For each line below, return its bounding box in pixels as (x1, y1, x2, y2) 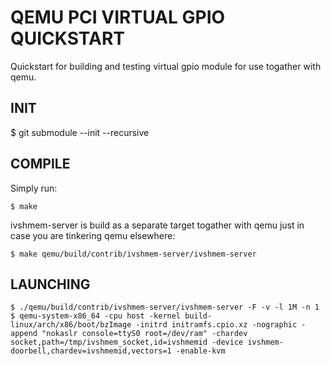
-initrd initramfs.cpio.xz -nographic (135, 320, 298, 330)
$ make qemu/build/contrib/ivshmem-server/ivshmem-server (10, 249, 257, 259)
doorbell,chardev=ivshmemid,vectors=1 (10, 346, 172, 356)
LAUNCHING (10, 276, 91, 293)
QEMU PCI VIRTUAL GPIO (10, 6, 226, 29)
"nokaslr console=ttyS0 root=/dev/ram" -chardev (41, 329, 248, 339)
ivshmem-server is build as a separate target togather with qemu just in (10, 219, 305, 231)
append (10, 329, 38, 339)
